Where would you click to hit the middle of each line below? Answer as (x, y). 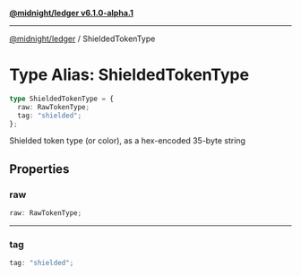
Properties (39, 169)
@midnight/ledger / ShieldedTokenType (82, 39)
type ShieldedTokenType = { (62, 99)
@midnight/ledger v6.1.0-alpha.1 (72, 13)
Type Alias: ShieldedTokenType (129, 75)
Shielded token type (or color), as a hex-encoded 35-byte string (128, 141)
